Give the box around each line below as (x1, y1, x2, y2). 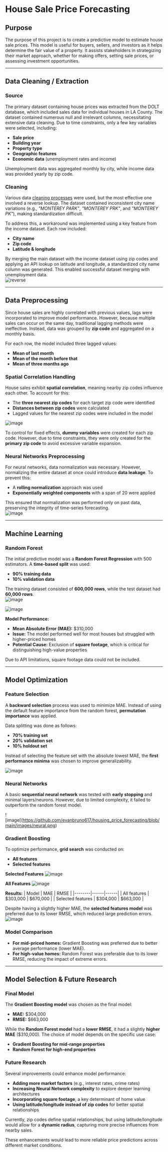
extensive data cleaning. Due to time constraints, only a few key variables (5, 119, 156, 126)
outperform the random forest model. (5, 802, 82, 808)
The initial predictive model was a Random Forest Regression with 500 (5, 556, 152, 562)
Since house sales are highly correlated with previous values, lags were (5, 309, 152, 315)
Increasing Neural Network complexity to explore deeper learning (12, 1085, 150, 1091)
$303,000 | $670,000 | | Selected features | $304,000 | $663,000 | (5, 896, 144, 902)
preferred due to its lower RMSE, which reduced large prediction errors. (5, 911, 153, 917)
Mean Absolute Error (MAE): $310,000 (12, 626, 93, 632)
